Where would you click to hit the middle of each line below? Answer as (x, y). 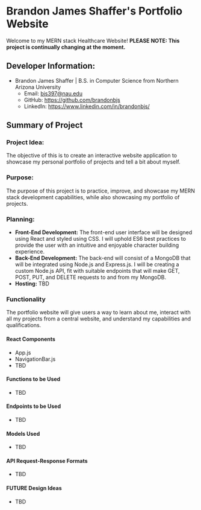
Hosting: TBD (32, 284)
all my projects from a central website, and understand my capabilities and (99, 319)
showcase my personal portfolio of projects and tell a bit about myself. (93, 162)
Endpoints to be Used (34, 406)
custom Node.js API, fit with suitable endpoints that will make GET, (97, 271)
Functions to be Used (33, 379)
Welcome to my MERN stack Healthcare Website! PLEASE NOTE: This (93, 40)
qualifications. (24, 325)
